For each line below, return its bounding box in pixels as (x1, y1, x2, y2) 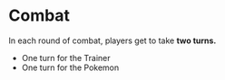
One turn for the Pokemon (21, 62, 120, 73)
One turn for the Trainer (21, 52, 111, 63)
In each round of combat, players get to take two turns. (8, 35, 217, 46)
